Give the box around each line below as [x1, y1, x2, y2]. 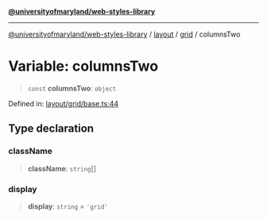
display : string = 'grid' [27, 202, 109, 211]
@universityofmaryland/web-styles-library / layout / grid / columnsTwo [8, 29, 241, 39]
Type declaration [8, 122, 94, 136]
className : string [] [27, 163, 97, 173]
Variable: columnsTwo [8, 57, 159, 75]
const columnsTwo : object [27, 83, 117, 93]
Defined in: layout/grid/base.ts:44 [8, 98, 119, 108]
